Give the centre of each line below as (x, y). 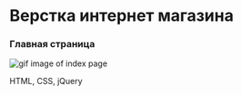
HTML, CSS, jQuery (46, 81)
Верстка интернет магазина (121, 16)
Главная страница (52, 44)
